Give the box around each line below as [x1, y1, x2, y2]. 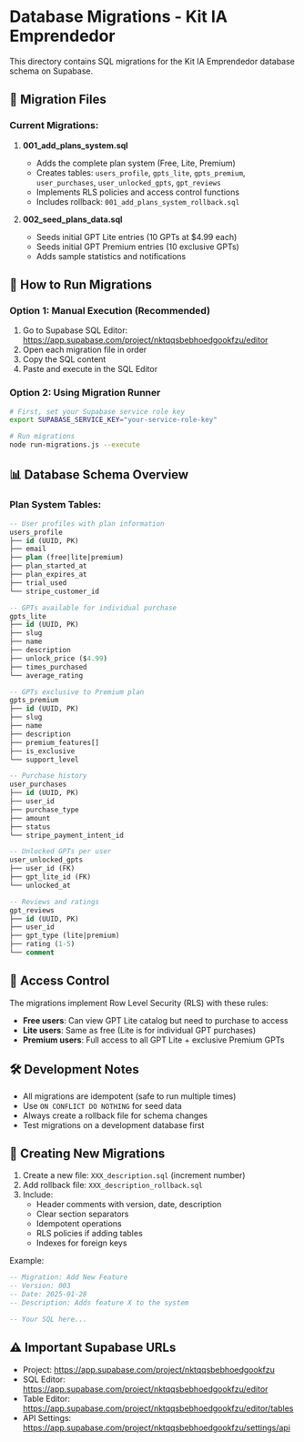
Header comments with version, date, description [35, 1199, 222, 1210]
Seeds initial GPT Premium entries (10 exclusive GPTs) [35, 241, 239, 252]
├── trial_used [9, 578, 67, 588]
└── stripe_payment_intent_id [9, 831, 125, 840]
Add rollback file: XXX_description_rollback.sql [22, 1180, 203, 1191]
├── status [9, 822, 51, 832]
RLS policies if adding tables [35, 1228, 143, 1239]
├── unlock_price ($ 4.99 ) [9, 653, 107, 663]
